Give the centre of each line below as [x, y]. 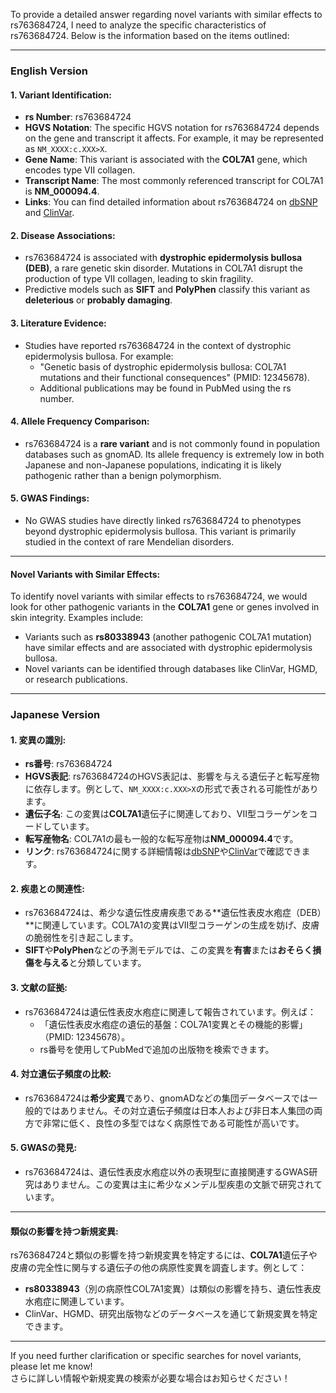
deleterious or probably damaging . [98, 300]
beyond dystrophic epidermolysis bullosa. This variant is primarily [160, 531]
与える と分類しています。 [94, 963]
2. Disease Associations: [63, 235]
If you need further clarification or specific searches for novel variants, [156, 1356]
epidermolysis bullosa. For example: [99, 356]
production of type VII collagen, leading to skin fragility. [139, 279]
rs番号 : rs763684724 [68, 764]
